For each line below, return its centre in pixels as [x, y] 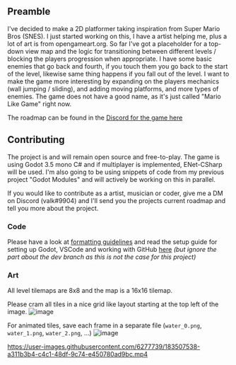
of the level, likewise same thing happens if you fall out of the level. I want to [118, 74]
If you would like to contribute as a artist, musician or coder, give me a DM [116, 193]
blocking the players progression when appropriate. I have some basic [110, 59]
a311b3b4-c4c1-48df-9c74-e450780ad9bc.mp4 [78, 354]
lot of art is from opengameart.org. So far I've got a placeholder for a [107, 44]
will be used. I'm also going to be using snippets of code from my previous [116, 172]
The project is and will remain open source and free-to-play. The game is [114, 157]
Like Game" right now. [40, 104]
